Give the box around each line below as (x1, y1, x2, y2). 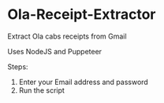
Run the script (18, 85, 65, 95)
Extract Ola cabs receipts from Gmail (7, 31, 127, 41)
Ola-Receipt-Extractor (7, 6, 156, 24)
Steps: (7, 61, 28, 72)
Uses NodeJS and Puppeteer (7, 46, 102, 56)
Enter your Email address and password (18, 77, 149, 86)
